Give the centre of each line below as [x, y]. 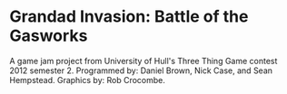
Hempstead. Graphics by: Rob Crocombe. [88, 80]
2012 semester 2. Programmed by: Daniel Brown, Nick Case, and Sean [141, 70]
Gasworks [49, 36]
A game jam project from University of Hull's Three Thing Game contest [143, 61]
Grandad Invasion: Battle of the [129, 17]
